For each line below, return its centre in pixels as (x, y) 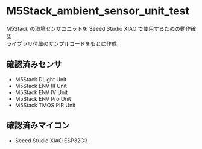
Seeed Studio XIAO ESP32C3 (51, 141)
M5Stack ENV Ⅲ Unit (41, 86)
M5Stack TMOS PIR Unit (45, 105)
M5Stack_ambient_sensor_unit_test (98, 11)
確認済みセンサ (34, 65)
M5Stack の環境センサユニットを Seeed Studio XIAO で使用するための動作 (99, 28)
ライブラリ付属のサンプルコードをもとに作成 (62, 43)
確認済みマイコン (38, 126)
